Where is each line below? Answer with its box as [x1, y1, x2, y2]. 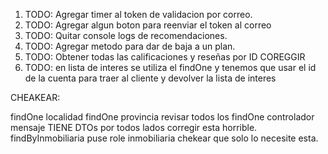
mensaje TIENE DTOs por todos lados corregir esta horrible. [10, 122, 258, 133]
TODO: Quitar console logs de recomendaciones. [24, 30, 228, 41]
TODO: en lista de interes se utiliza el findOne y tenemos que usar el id [24, 62, 317, 73]
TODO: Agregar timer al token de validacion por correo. [24, 9, 253, 20]
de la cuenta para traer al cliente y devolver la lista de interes [24, 72, 277, 84]
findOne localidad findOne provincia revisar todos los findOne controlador [10, 111, 315, 123]
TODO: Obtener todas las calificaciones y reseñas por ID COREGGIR [24, 51, 306, 63]
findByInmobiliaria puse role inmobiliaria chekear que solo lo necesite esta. [10, 132, 319, 144]
